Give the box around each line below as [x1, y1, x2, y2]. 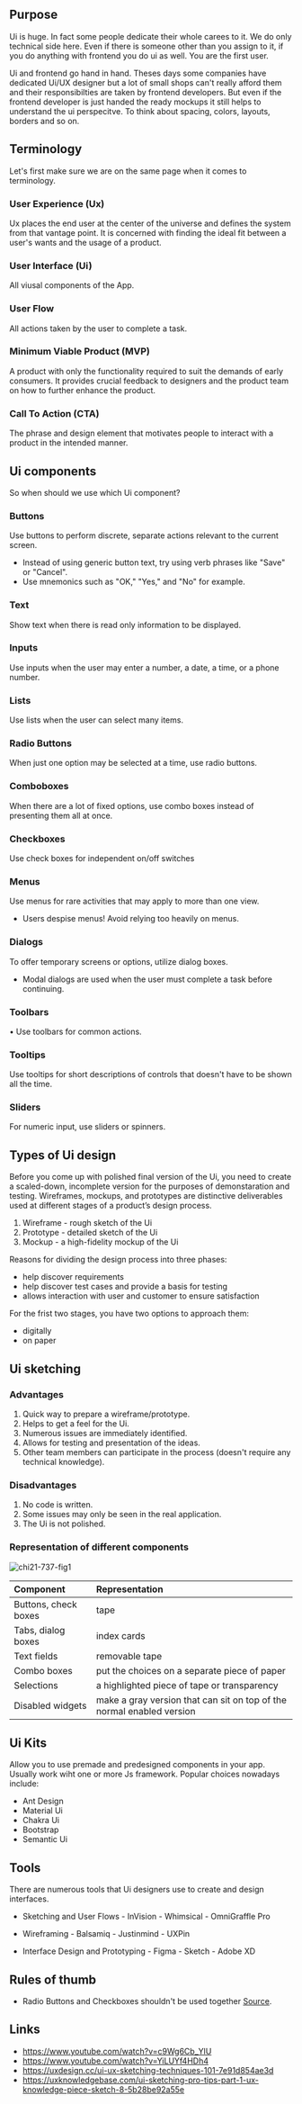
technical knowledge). [22, 1456, 105, 1467]
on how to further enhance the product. [9, 384, 155, 395]
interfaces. [9, 1893, 49, 1904]
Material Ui [22, 1805, 63, 1816]
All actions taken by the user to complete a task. [9, 323, 188, 334]
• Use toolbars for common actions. [9, 1026, 142, 1037]
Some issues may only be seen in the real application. [22, 1509, 222, 1520]
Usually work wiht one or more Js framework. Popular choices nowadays [9, 1768, 280, 1780]
